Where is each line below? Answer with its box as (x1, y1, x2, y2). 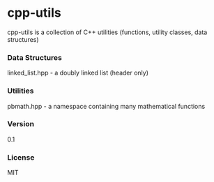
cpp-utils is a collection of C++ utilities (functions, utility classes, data (7, 28, 208, 36)
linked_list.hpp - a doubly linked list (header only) (7, 68, 148, 77)
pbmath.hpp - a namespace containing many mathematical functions (7, 102, 206, 110)
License (7, 152, 35, 162)
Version (7, 119, 35, 129)
